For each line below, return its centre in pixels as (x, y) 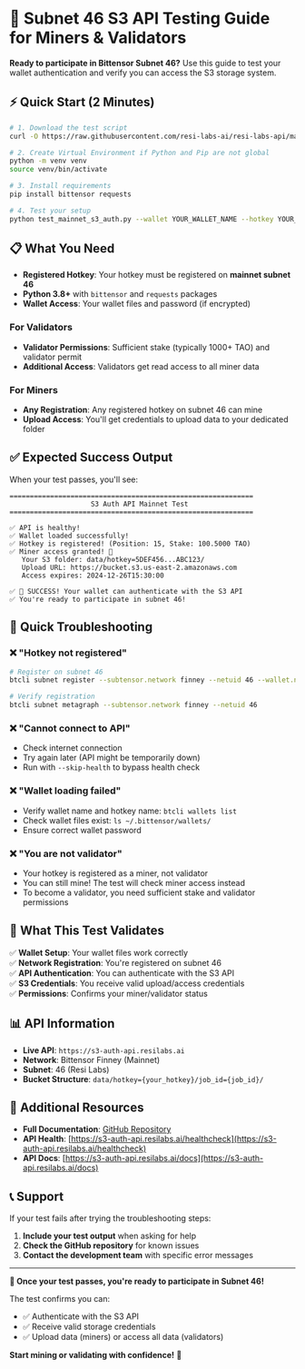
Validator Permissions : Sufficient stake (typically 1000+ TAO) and (146, 347)
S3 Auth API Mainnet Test (139, 504)
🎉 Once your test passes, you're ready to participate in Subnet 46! (137, 1281)
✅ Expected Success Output (91, 458)
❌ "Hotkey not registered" (68, 653)
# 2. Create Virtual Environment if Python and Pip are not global (140, 153)
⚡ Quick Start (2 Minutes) (82, 102)
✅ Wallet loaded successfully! (69, 536)
